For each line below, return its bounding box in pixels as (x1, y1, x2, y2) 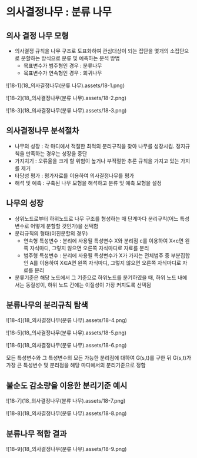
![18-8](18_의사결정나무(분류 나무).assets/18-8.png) (6, 410, 127, 417)
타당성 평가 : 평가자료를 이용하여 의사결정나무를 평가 (14, 172, 134, 179)
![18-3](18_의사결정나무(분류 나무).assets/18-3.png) (6, 107, 127, 114)
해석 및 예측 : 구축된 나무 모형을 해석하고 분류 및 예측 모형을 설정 (14, 179, 162, 186)
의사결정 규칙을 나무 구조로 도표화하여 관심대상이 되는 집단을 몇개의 (14, 48, 169, 54)
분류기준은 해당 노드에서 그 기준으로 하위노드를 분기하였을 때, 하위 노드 (14, 274, 176, 281)
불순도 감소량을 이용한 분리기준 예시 (6, 380, 128, 390)
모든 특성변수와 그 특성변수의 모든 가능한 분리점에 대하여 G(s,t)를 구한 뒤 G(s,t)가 (6, 354, 192, 361)
